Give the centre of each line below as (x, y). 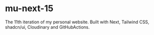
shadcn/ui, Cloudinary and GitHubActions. (47, 27)
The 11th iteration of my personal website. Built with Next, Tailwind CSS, (77, 22)
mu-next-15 (29, 9)
